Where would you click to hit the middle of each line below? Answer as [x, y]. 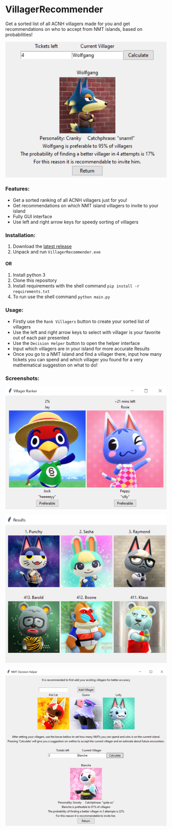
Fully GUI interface [32, 216]
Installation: [20, 235]
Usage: [15, 310]
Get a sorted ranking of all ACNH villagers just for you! [70, 200]
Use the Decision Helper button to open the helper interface [76, 343]
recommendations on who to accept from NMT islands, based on [74, 29]
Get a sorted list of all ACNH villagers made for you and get [68, 24]
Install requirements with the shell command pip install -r [76, 286]
